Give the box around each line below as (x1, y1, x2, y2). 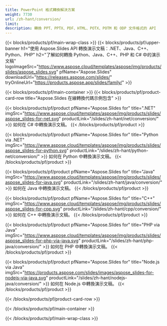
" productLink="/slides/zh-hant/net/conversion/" (58, 116, 159, 122)
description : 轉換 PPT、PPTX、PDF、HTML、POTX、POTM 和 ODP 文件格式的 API (5, 26, 156, 31)
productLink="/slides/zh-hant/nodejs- (49, 275, 127, 281)
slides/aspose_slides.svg (5, 69, 56, 75)
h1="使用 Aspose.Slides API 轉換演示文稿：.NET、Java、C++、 (20, 45, 151, 51)
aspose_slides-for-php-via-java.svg (5, 238, 79, 244)
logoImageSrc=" (5, 63, 39, 70)
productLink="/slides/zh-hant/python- (69, 148, 149, 154)
